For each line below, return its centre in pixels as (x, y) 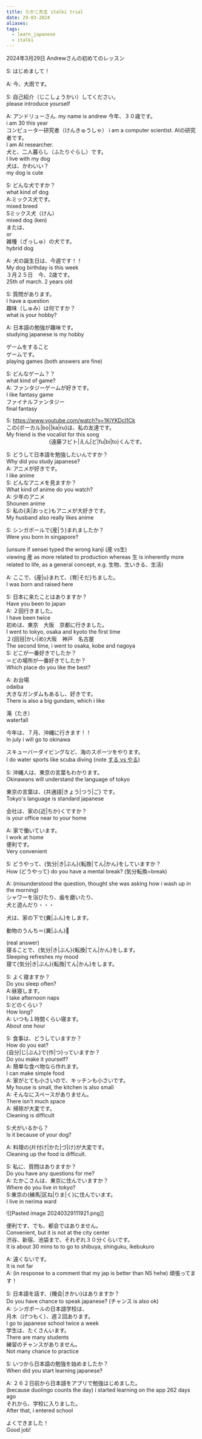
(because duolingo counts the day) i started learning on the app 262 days (98, 1390)
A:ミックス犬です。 (30, 199)
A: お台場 (18, 680)
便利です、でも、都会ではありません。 (54, 1226)
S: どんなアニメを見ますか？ (42, 482)
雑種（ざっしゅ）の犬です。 (41, 241)
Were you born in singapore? (42, 537)
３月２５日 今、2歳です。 (40, 275)
